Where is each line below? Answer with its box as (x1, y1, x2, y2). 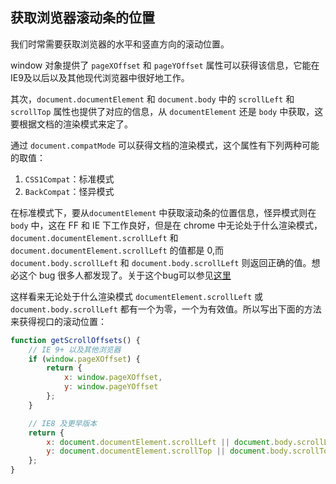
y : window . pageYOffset (63, 382, 159, 392)
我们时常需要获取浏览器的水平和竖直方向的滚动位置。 (10, 38, 230, 50)
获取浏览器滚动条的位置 (10, 9, 155, 27)
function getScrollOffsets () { (10, 335, 141, 345)
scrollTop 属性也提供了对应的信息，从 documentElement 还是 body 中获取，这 (10, 105, 324, 117)
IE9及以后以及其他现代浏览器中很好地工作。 (10, 71, 190, 83)
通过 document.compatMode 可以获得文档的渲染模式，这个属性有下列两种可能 (10, 139, 320, 151)
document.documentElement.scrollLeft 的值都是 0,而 (10, 244, 224, 256)
